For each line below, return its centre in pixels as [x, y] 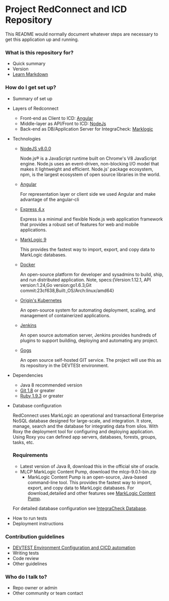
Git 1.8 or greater [38, 390]
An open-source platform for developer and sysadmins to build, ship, [92, 274]
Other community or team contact [48, 593]
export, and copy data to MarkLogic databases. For [81, 488]
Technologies [27, 139]
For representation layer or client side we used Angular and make [88, 194]
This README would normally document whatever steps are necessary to [82, 34]
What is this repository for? [40, 53]
